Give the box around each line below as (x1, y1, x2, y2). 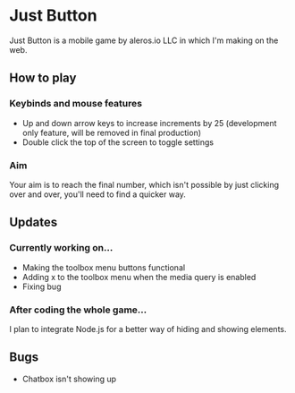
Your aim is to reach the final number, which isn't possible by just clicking (9, 179, 280, 190)
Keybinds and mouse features (9, 98, 143, 110)
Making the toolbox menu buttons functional (21, 261, 186, 273)
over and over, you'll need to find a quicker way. (9, 189, 186, 200)
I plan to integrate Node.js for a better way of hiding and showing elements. (9, 323, 287, 334)
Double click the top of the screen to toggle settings (21, 136, 215, 148)
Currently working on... (9, 242, 114, 254)
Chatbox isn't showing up (21, 373, 117, 384)
